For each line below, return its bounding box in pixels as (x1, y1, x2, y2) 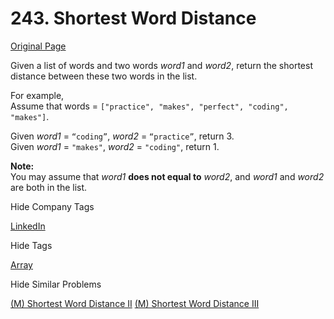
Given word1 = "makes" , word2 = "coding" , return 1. (10, 140, 220, 152)
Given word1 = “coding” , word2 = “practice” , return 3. (10, 130, 235, 142)
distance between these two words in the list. (10, 70, 198, 82)
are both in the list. (10, 181, 88, 193)
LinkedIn (10, 220, 46, 232)
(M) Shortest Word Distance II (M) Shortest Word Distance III (10, 297, 260, 309)
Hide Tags (10, 239, 53, 251)
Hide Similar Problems (10, 278, 102, 290)
